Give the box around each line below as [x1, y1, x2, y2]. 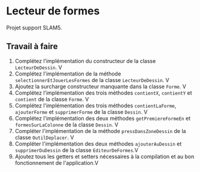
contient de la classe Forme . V [14, 95, 89, 102]
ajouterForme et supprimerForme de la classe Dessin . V [14, 108, 148, 115]
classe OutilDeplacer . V [14, 134, 74, 141]
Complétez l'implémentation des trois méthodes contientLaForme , [14, 102, 177, 109]
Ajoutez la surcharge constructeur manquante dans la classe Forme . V [14, 83, 187, 90]
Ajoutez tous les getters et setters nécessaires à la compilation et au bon [14, 153, 195, 160]
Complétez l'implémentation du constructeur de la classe [14, 57, 156, 64]
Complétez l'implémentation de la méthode [14, 70, 122, 77]
